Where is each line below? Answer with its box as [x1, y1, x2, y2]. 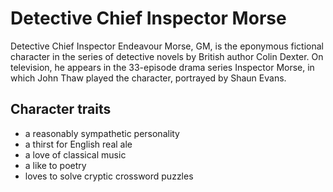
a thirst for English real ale [24, 138, 133, 150]
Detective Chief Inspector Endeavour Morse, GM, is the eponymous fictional [10, 40, 324, 52]
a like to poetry [24, 159, 87, 171]
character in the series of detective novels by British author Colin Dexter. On [10, 50, 324, 62]
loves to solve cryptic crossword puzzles [24, 170, 194, 182]
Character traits [10, 101, 112, 118]
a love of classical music [24, 148, 127, 161]
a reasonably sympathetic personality [24, 127, 180, 139]
